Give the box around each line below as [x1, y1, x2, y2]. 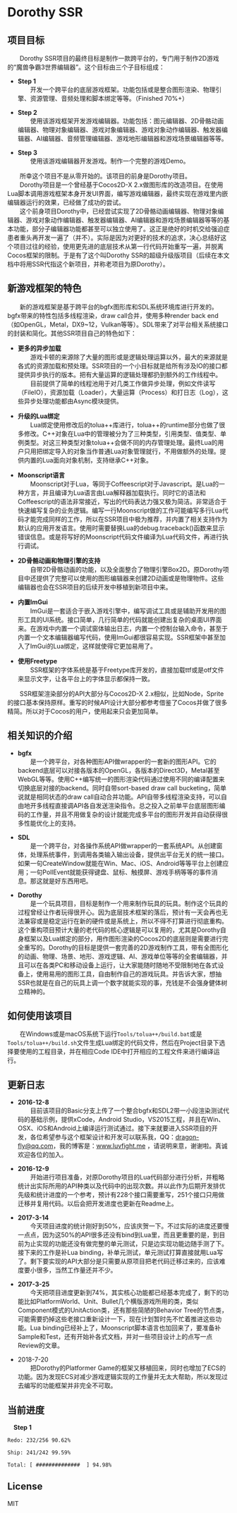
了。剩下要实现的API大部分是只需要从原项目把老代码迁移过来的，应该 [17, 1257, 220, 1266]
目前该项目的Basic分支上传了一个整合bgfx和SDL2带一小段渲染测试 [30, 1106, 224, 1115]
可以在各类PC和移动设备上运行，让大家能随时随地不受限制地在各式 [23, 960, 218, 969]
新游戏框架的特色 [7, 283, 82, 295]
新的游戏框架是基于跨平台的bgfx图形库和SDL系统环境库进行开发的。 [20, 302, 218, 311]
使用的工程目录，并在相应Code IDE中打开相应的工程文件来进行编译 [19, 1048, 214, 1056]
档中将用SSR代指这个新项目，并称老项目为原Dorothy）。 [7, 260, 169, 268]
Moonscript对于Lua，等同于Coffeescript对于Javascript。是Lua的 [30, 479, 219, 488]
